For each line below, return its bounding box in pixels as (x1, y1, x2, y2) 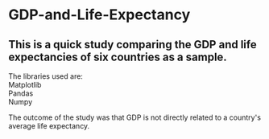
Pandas (8, 88, 34, 98)
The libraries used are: (8, 72, 83, 81)
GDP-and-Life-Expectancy (8, 6, 191, 24)
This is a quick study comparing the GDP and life (8, 38, 257, 51)
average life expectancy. (8, 121, 90, 130)
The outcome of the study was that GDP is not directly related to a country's (8, 112, 262, 122)
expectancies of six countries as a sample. (8, 50, 227, 63)
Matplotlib (8, 80, 42, 89)
